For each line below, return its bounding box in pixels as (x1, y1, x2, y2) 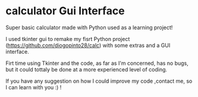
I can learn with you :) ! (5, 83, 62, 90)
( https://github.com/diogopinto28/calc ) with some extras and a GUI (5, 42, 171, 49)
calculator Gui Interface (5, 4, 125, 18)
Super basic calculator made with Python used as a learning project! (5, 24, 173, 31)
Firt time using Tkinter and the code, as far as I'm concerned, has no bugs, (5, 60, 188, 67)
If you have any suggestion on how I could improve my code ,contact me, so (5, 77, 193, 85)
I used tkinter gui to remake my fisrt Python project (5, 35, 130, 42)
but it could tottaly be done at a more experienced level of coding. (5, 65, 168, 73)
